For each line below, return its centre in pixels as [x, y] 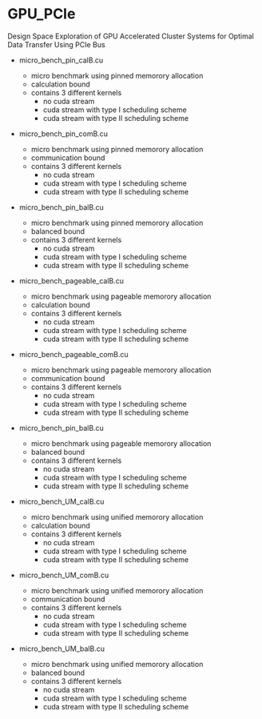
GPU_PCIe [42, 14]
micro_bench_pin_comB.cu [64, 134]
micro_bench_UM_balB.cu [62, 649]
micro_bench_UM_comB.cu [64, 575]
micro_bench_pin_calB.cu [61, 60]
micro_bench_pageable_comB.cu [73, 354]
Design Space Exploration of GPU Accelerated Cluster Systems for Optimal [131, 36]
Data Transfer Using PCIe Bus [56, 44]
